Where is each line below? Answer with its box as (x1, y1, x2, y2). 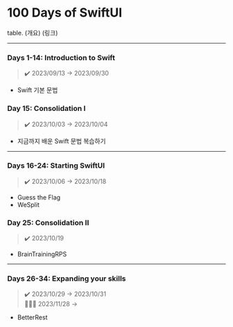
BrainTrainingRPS (17, 250, 67, 258)
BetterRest (17, 313, 48, 321)
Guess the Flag (17, 193, 61, 202)
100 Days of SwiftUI (7, 5, 123, 21)
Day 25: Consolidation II (7, 218, 89, 227)
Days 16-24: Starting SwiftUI (7, 161, 105, 170)
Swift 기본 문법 (17, 86, 58, 94)
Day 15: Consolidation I (7, 104, 86, 114)
